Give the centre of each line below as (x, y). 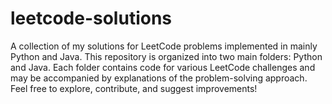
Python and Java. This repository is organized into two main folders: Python (166, 56)
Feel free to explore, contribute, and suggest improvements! (134, 88)
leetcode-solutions (91, 18)
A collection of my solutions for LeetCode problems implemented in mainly (164, 46)
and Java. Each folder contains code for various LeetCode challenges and (163, 67)
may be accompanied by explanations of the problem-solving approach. (159, 78)
